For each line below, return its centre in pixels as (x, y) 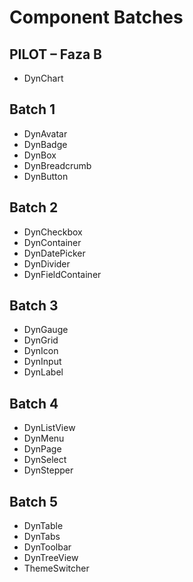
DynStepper (48, 470)
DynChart (43, 78)
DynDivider (47, 263)
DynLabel (43, 372)
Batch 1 (32, 109)
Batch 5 (34, 501)
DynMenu (44, 438)
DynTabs (42, 537)
